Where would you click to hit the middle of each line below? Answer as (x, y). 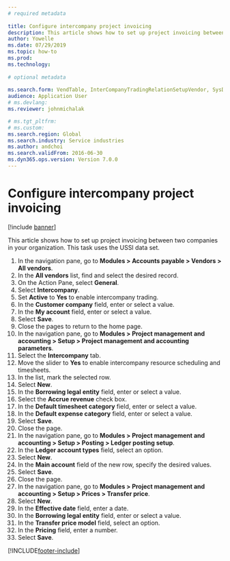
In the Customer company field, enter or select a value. (96, 304)
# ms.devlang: (28, 103)
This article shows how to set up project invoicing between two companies (113, 240)
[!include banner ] (32, 227)
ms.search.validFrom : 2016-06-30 (55, 153)
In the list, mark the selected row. (64, 377)
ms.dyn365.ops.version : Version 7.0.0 (63, 160)
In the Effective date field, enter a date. (73, 508)
